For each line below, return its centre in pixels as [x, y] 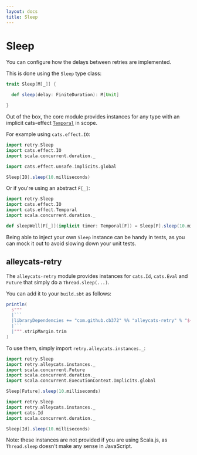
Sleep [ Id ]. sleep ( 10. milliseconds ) [48, 429]
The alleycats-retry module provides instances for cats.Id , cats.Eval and [97, 276]
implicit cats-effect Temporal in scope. [52, 123]
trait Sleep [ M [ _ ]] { [31, 84]
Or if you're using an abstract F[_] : [48, 188]
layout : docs [22, 11]
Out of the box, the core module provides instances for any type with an [93, 117]
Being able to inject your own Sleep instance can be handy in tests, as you [96, 237]
